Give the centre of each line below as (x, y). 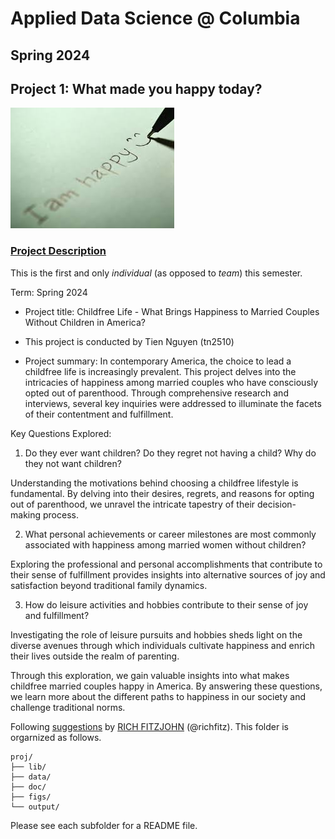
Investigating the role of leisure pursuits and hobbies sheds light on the (156, 634)
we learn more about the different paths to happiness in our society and (158, 696)
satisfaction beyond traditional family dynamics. (109, 585)
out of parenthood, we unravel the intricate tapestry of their (133, 504)
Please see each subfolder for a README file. (104, 825)
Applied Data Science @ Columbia (155, 18)
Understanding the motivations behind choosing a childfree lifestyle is (154, 483)
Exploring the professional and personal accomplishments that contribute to (166, 564)
